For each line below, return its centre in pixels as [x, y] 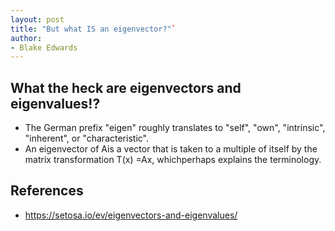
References [47, 191]
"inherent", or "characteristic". [86, 138]
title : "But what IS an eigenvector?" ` [93, 29]
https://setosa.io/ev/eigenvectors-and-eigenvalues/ [131, 215]
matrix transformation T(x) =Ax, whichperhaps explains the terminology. [173, 160]
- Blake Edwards [44, 47]
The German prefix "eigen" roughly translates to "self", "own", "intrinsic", [175, 128]
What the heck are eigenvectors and [126, 87]
